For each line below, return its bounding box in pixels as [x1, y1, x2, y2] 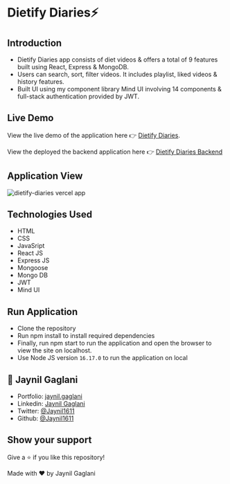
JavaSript [17, 242, 45, 250]
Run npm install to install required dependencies [17, 332, 155, 340]
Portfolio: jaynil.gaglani [17, 392, 83, 401]
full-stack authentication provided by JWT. [17, 92, 140, 100]
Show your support [7, 434, 92, 446]
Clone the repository [17, 324, 76, 332]
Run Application [7, 305, 78, 318]
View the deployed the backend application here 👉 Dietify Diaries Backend [7, 147, 223, 156]
